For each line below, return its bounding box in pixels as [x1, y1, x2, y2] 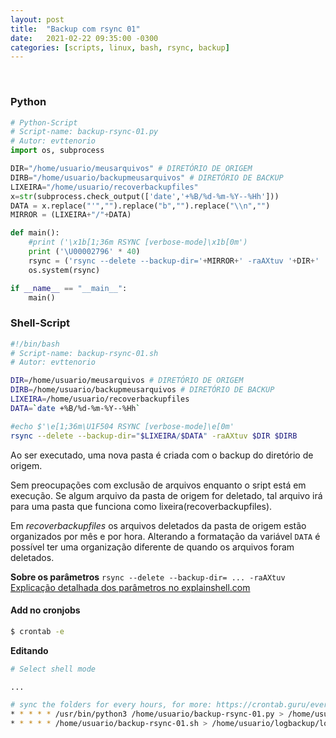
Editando [10, 644, 49, 656]
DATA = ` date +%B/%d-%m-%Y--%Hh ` [10, 403, 141, 413]
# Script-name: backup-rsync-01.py [10, 127, 159, 137]
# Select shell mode [10, 664, 97, 674]
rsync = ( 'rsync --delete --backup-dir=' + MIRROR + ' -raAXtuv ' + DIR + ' [28, 256, 320, 266]
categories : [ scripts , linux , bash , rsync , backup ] [10, 42, 230, 53]
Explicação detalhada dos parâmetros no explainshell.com [10, 581, 251, 593]
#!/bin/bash [10, 339, 60, 349]
